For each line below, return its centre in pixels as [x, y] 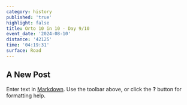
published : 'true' [29, 17]
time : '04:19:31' [28, 45]
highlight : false [28, 23]
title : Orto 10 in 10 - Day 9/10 [48, 28]
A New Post [28, 75]
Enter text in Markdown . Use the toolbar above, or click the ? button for [94, 89]
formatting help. [26, 95]
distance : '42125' [29, 39]
